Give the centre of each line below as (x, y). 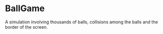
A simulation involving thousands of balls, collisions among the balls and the (81, 22)
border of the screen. (26, 27)
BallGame (25, 8)
